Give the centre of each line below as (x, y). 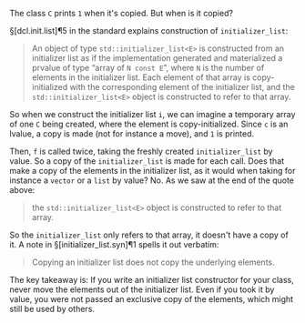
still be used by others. (52, 309)
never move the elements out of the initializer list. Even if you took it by (142, 289)
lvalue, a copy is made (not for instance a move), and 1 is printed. (132, 134)
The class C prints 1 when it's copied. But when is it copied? (122, 13)
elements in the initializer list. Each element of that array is (141, 77)
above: (22, 190)
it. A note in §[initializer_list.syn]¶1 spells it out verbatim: (114, 244)
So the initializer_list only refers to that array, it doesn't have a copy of (149, 235)
